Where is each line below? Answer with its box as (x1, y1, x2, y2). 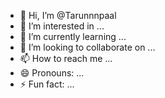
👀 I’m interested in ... (19, 20, 105, 32)
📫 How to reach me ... (19, 53, 113, 64)
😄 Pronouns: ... (19, 67, 85, 79)
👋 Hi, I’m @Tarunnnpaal (19, 10, 117, 21)
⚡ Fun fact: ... (19, 78, 75, 90)
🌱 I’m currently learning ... (19, 31, 127, 42)
